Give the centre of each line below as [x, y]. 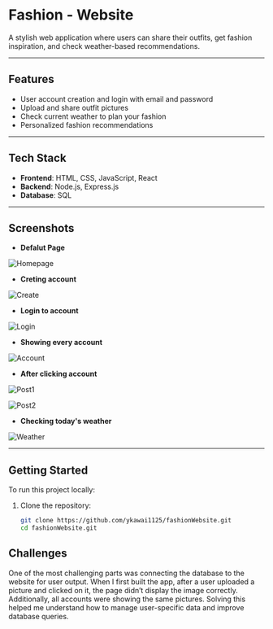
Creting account [48, 279]
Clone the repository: [56, 505]
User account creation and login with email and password [117, 98]
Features [31, 79]
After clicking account [58, 374]
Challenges [38, 554]
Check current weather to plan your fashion [93, 116]
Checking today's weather [66, 422]
